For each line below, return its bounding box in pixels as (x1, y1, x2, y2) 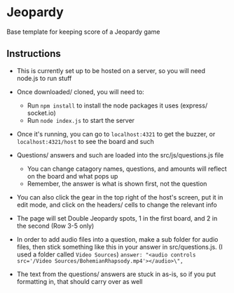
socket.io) (27, 108, 57, 117)
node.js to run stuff (16, 74, 72, 82)
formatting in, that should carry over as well (16, 277, 143, 285)
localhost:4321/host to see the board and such (16, 137, 155, 145)
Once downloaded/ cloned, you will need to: (16, 87, 144, 96)
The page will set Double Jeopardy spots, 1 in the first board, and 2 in (16, 214, 218, 222)
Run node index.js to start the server (27, 116, 135, 124)
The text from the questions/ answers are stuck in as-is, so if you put (16, 270, 216, 278)
